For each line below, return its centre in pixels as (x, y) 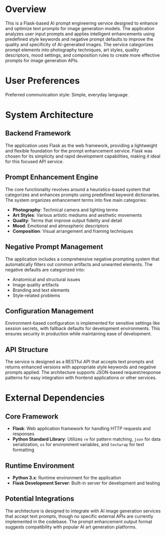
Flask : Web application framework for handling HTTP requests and (81, 429)
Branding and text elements (41, 290)
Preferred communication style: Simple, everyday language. (67, 94)
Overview (26, 9)
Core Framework (32, 416)
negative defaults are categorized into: (45, 270)
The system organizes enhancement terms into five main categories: (76, 200)
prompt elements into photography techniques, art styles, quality (72, 50)
